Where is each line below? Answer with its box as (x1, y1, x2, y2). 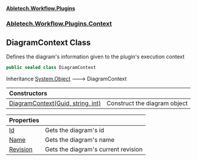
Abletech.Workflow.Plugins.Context (6, 19, 112, 28)
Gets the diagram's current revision (45, 145, 143, 153)
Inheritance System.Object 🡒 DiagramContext (6, 75, 127, 83)
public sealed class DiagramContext (6, 65, 96, 71)
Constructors (9, 89, 48, 97)
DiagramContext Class (6, 37, 91, 47)
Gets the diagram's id (45, 126, 104, 134)
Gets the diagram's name (45, 136, 115, 144)
